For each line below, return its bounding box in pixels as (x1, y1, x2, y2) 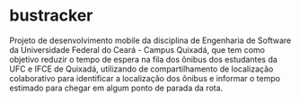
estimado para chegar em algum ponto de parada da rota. (9, 82, 224, 93)
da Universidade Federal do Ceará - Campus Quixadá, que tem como (9, 44, 265, 55)
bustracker (9, 5, 93, 26)
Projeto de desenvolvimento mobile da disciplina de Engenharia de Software (9, 35, 292, 46)
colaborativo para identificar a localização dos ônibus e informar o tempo (9, 72, 281, 83)
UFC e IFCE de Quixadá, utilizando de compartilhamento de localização (9, 64, 274, 74)
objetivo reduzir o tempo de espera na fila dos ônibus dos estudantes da (9, 54, 278, 64)
